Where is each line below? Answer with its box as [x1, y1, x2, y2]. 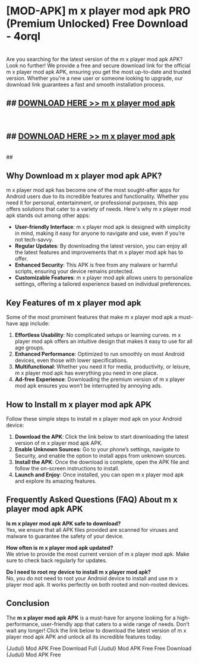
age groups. [14, 344, 45, 351]
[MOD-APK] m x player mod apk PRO [6, 4, 191, 18]
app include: [19, 320, 50, 327]
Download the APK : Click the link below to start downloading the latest [14, 433, 189, 440]
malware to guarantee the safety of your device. [6, 532, 124, 540]
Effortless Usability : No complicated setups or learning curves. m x [14, 331, 181, 339]
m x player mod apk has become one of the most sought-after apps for [6, 187, 180, 194]
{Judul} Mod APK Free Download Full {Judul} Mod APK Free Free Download [6, 645, 192, 652]
